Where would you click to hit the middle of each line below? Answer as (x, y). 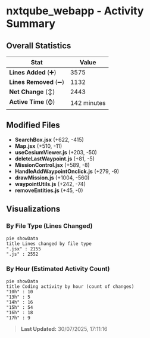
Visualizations (33, 209)
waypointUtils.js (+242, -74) (50, 184)
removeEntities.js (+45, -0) (49, 190)
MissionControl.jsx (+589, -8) (52, 165)
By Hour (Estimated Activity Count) (58, 269)
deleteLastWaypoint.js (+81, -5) (55, 159)
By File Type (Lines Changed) (49, 226)
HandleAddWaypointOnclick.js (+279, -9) (67, 171)
